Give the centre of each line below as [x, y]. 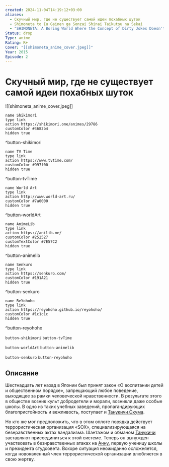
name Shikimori [21, 116]
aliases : [14, 15]
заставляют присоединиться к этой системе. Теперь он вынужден [77, 438]
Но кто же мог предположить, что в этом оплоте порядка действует [79, 422]
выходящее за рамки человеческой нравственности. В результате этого [83, 396]
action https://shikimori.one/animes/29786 [52, 124]
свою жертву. [20, 459]
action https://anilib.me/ [33, 233]
